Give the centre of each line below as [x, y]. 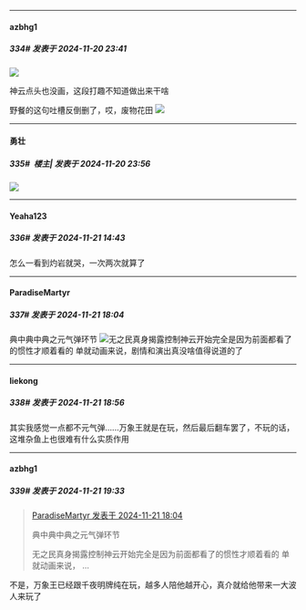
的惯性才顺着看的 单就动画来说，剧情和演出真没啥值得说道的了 [126, 351]
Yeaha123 [28, 216]
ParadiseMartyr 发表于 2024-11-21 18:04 [107, 515]
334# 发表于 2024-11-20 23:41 [68, 49]
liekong [24, 380]
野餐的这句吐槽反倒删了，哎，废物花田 [81, 109]
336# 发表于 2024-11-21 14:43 [67, 238]
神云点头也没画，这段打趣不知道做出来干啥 [89, 90]
